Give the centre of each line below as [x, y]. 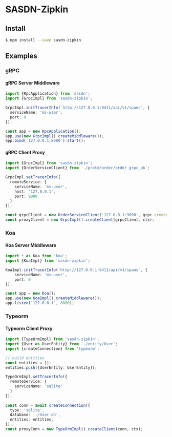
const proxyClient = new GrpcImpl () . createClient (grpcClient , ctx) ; [80, 220]
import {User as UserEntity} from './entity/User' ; [61, 344]
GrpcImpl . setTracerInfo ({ [33, 177]
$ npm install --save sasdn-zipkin [43, 40]
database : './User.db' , [35, 415]
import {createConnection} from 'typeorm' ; [52, 349]
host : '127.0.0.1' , [35, 191]
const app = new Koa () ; [31, 294]
